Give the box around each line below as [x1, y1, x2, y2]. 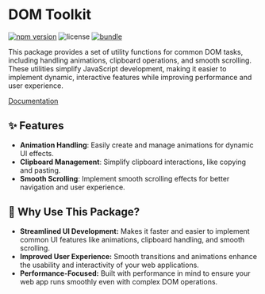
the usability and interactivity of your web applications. [19, 260, 200, 269]
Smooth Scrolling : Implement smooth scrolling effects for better [19, 174, 230, 183]
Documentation [8, 96, 59, 105]
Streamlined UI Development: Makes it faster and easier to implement [19, 226, 250, 235]
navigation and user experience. [19, 182, 125, 192]
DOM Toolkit [8, 6, 92, 24]
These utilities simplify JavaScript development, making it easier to [8, 63, 227, 73]
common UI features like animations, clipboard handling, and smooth [19, 235, 245, 244]
